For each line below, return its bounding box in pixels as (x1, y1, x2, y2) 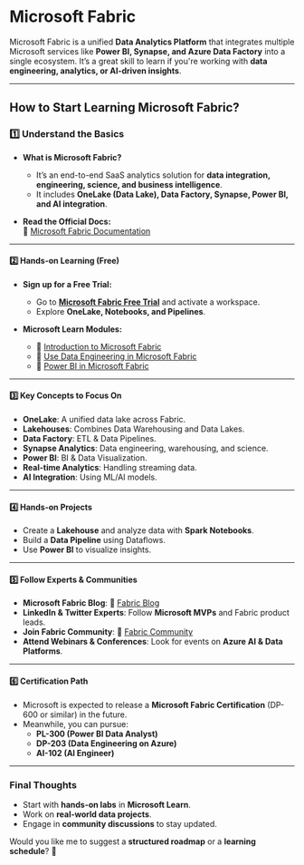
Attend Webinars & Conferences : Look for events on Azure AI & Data (22, 637, 283, 647)
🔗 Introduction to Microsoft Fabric (35, 341, 162, 352)
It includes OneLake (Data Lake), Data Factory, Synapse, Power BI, (35, 189, 289, 199)
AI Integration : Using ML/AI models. (22, 471, 157, 482)
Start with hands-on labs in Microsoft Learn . (22, 799, 192, 810)
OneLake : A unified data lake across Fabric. (22, 414, 186, 425)
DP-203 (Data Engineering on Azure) (35, 737, 177, 749)
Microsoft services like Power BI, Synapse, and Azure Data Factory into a (9, 45, 286, 56)
